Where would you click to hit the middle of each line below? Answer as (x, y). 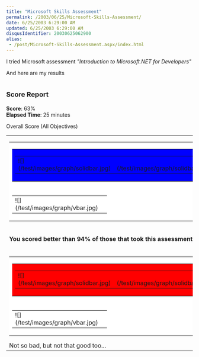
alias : (14, 39)
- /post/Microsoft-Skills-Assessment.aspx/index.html (76, 45)
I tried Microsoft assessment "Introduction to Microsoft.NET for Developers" (99, 61)
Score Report (28, 94)
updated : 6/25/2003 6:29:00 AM (45, 28)
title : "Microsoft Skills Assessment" (54, 12)
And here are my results (36, 73)
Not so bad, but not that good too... (58, 346)
